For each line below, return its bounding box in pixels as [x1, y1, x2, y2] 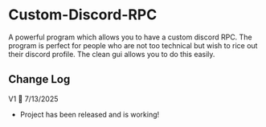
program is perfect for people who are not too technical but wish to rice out [8, 40, 258, 50]
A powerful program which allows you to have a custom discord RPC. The [8, 32, 252, 42]
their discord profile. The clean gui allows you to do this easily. [8, 49, 215, 59]
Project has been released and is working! [19, 109, 160, 119]
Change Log [8, 72, 71, 86]
